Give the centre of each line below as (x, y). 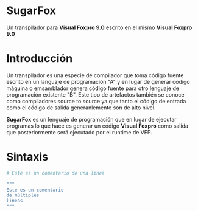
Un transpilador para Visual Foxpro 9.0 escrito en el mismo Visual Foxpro (99, 27)
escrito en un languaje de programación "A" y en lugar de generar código (98, 81)
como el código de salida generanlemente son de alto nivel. (81, 108)
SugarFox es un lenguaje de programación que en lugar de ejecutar (91, 119)
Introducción (40, 59)
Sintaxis (27, 157)
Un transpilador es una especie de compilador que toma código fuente (95, 75)
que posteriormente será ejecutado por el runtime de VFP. (79, 132)
